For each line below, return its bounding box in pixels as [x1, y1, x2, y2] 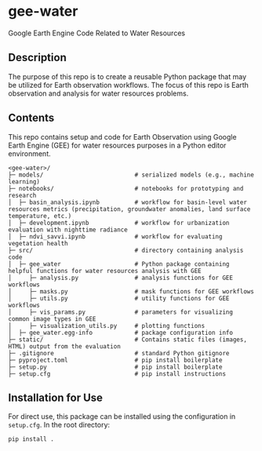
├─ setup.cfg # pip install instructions [8, 369, 226, 378]
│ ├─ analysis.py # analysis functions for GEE [8, 274, 234, 282]
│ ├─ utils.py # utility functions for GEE [8, 294, 230, 302]
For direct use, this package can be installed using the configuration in [8, 412, 236, 421]
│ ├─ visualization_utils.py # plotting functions [8, 322, 206, 329]
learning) [8, 177, 41, 186]
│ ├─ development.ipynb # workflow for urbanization [8, 219, 230, 227]
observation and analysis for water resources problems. [8, 89, 189, 98]
